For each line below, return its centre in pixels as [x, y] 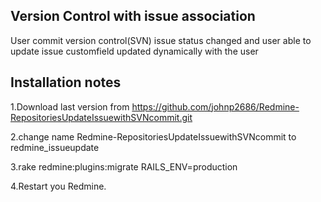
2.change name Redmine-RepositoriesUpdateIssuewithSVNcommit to [153, 136]
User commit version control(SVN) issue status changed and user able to [161, 40]
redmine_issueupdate [55, 147]
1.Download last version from [70, 106]
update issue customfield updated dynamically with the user [134, 51]
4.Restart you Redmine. [58, 186]
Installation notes [66, 82]
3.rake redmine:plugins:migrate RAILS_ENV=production [124, 166]
